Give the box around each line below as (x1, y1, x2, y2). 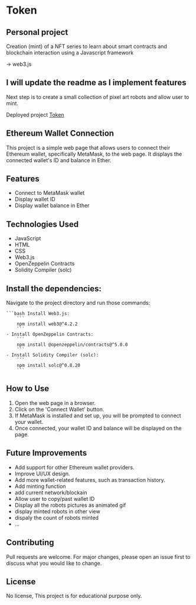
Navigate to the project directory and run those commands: (6, 300, 151, 307)
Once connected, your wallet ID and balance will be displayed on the (14, 424, 182, 432)
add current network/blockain (14, 489, 87, 496)
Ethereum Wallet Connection (6, 128, 114, 139)
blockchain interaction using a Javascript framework (6, 49, 134, 56)
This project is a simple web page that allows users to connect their (6, 144, 171, 151)
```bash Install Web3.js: (6, 311, 70, 317)
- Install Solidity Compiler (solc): (6, 352, 99, 358)
